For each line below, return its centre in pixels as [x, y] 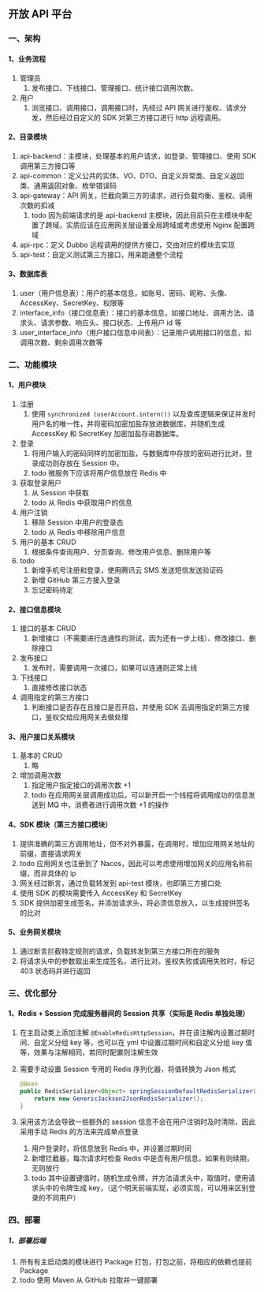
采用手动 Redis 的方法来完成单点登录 [79, 1132]
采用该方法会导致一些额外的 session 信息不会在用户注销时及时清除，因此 [138, 1122]
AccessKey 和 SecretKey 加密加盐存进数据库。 [107, 434]
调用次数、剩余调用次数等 [61, 342]
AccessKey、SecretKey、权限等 [72, 303]
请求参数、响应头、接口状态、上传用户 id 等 [111, 323]
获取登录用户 [40, 483]
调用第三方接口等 [47, 166]
